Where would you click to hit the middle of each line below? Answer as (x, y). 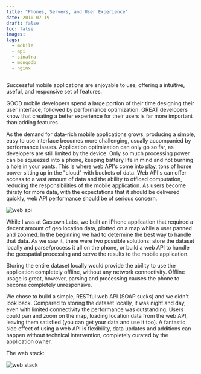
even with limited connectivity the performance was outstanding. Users (95, 309)
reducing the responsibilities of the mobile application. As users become (96, 185)
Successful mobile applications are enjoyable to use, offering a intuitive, (96, 85)
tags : (13, 40)
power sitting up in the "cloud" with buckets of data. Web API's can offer (97, 173)
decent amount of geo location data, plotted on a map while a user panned (99, 228)
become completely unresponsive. (49, 285)
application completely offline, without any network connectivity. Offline (96, 272)
